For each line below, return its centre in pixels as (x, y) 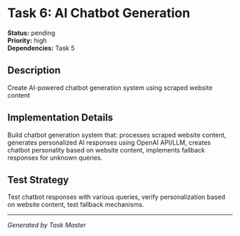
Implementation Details (60, 118)
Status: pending (31, 33)
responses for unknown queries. (55, 158)
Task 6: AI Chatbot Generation (99, 13)
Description (34, 70)
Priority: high (27, 40)
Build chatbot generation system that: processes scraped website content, (117, 135)
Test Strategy (38, 180)
